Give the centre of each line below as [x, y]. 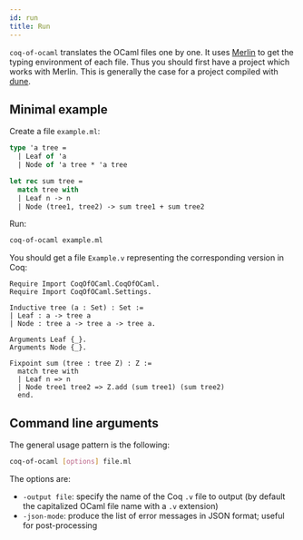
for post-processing [60, 525]
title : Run [30, 26]
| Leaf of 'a [42, 157]
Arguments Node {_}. [49, 348]
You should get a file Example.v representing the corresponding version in [147, 258]
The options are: [40, 479]
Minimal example [59, 109]
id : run [24, 18]
